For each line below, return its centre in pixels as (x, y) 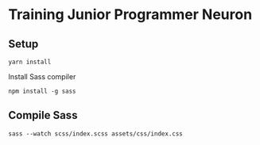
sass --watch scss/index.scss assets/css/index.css (95, 134)
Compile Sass (43, 115)
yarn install (30, 62)
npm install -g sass (43, 91)
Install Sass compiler (42, 76)
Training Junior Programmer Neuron (130, 15)
